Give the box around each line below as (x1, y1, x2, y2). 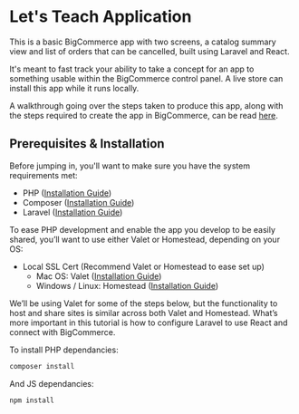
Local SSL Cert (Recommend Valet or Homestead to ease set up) (22, 261, 265, 272)
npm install (9, 396, 54, 405)
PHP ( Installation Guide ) (22, 188, 112, 198)
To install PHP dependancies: (9, 344, 120, 355)
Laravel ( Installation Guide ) (22, 207, 123, 217)
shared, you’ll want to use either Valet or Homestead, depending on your (9, 234, 281, 245)
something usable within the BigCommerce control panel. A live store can (9, 72, 284, 83)
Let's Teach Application (9, 6, 192, 27)
